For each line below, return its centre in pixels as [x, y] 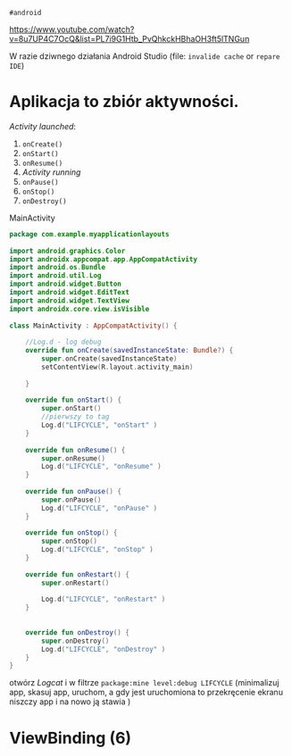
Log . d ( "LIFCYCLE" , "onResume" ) [102, 467]
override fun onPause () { [74, 492]
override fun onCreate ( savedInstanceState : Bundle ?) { [129, 351]
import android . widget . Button [66, 284]
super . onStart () [71, 409]
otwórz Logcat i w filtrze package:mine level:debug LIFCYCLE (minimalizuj [144, 683]
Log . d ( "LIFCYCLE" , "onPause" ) [100, 508]
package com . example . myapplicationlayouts [89, 234]
